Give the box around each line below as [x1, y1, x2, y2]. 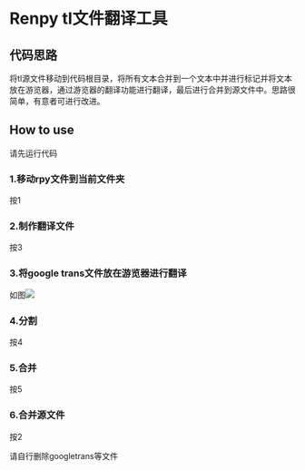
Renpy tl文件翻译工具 [9, 8, 168, 29]
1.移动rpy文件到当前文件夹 [9, 172, 125, 185]
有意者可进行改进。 [33, 96, 105, 106]
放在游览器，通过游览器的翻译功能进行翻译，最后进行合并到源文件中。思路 [9, 84, 288, 95]
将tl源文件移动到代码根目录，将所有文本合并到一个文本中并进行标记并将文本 [9, 73, 292, 83]
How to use [9, 122, 74, 138]
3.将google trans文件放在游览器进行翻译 [9, 267, 188, 279]
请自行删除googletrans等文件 [9, 450, 118, 461]
